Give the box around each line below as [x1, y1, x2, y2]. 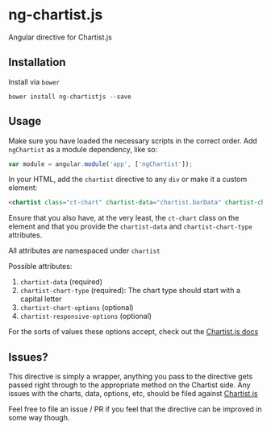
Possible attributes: [8, 262, 73, 271]
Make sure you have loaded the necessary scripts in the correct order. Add [8, 135, 258, 146]
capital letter [19, 294, 62, 304]
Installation [8, 56, 66, 69]
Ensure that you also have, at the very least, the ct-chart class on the [8, 213, 240, 223]
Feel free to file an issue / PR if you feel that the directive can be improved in [8, 404, 262, 414]
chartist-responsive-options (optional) [19, 312, 152, 321]
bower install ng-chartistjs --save [8, 93, 131, 101]
